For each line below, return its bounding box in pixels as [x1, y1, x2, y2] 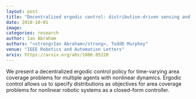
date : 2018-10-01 [6, 19, 49, 25]
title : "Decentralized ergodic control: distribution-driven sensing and [6, 14, 191, 20]
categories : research [6, 30, 59, 36]
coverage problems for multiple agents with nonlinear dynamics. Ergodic [6, 74, 182, 81]
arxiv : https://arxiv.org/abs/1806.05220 [6, 52, 109, 58]
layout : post [6, 8, 38, 15]
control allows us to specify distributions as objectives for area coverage [6, 80, 182, 87]
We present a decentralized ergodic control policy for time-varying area [6, 68, 180, 75]
